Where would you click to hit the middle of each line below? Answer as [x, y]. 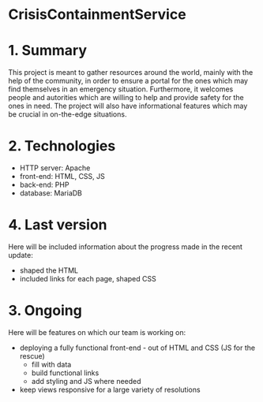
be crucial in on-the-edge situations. [68, 114]
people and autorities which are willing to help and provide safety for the [126, 98]
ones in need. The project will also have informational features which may [128, 106]
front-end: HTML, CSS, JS [62, 177]
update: [21, 255]
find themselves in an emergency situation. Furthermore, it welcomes [121, 89]
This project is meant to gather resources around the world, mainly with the [131, 73]
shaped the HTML [49, 270]
